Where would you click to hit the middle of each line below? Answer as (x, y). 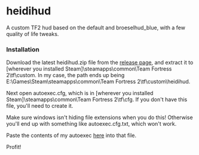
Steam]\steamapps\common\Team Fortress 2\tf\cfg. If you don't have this (97, 99)
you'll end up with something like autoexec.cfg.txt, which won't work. (91, 124)
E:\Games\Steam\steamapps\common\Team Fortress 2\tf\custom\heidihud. (98, 81)
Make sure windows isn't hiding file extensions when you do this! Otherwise (99, 117)
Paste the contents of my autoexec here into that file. (71, 135)
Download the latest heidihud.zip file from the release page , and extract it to (100, 63)
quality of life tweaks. (33, 34)
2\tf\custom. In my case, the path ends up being (65, 75)
